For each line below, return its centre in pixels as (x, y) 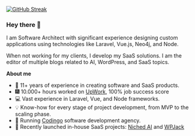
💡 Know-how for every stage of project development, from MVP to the (102, 107)
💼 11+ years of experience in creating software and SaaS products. (97, 85)
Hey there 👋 (23, 25)
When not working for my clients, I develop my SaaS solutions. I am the (94, 56)
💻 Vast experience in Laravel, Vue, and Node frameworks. (87, 99)
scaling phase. (33, 114)
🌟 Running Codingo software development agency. (78, 120)
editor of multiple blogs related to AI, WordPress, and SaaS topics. (88, 62)
